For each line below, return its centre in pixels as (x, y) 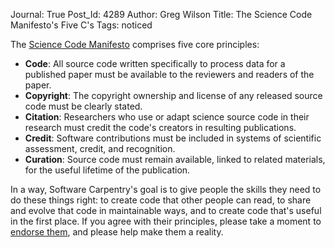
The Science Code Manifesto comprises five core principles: (135, 44)
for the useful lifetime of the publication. (107, 170)
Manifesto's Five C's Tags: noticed (81, 25)
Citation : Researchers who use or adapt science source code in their (167, 117)
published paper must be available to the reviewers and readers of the (169, 74)
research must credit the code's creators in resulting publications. (160, 127)
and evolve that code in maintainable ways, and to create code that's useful (166, 210)
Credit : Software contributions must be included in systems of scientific (173, 138)
